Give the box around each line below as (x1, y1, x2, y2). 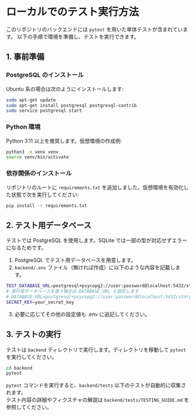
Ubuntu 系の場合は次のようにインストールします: (6, 85, 124, 92)
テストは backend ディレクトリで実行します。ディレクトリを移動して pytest (6, 346, 187, 353)
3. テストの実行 (6, 329, 61, 339)
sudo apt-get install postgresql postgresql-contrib (6, 102, 137, 108)
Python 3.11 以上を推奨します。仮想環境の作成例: (6, 137, 123, 144)
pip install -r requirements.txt (6, 202, 87, 208)
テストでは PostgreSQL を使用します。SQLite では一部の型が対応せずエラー (6, 237, 188, 244)
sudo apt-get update (6, 97, 57, 103)
